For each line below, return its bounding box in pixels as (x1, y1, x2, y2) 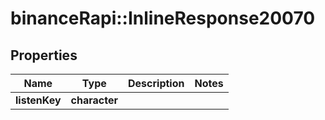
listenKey (15, 93, 62, 107)
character (70, 93, 118, 107)
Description (128, 77, 185, 90)
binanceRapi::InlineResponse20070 (10, 7, 316, 30)
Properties (10, 47, 78, 64)
